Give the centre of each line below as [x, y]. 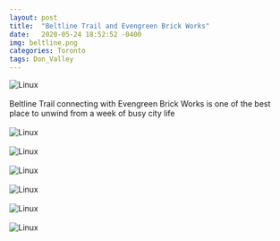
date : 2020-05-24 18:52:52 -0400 [76, 34]
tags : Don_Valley [42, 59]
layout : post [34, 17]
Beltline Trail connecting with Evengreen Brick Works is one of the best [140, 103]
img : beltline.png [43, 43]
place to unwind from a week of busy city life [92, 113]
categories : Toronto [48, 51]
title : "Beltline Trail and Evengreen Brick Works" [110, 26]
